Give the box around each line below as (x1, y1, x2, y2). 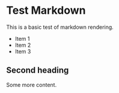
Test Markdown (6, 4, 86, 17)
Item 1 (14, 35, 30, 42)
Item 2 (14, 41, 31, 49)
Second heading (6, 65, 69, 76)
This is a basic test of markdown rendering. (6, 23, 114, 31)
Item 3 (14, 47, 31, 55)
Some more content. (6, 81, 57, 88)
